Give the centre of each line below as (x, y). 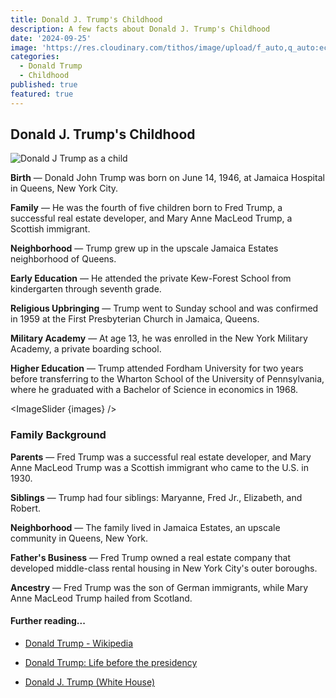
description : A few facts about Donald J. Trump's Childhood (140, 29)
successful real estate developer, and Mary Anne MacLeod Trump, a (151, 218)
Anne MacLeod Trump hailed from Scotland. (101, 598)
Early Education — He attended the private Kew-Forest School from (151, 278)
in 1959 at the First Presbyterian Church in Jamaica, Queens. (135, 319)
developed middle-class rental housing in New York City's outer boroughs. (164, 568)
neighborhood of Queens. (63, 259)
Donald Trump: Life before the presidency (111, 662)
